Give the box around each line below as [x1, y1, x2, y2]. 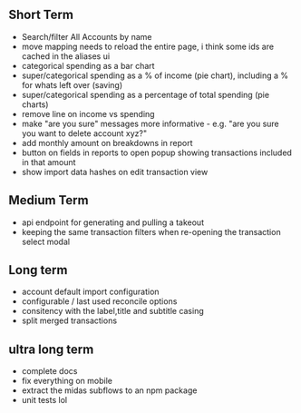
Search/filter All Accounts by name [21, 31, 152, 42]
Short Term [8, 7, 74, 23]
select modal [21, 236, 70, 247]
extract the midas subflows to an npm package [21, 385, 198, 396]
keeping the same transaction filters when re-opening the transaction [21, 226, 282, 237]
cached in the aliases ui [21, 50, 111, 62]
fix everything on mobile [21, 376, 112, 387]
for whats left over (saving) [21, 79, 123, 90]
